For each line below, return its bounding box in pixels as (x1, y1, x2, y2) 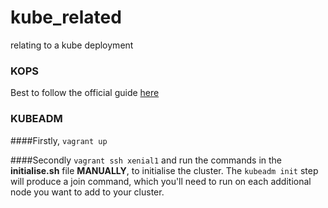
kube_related (10, 6, 122, 29)
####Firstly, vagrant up (10, 134, 108, 146)
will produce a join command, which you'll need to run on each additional (10, 175, 312, 187)
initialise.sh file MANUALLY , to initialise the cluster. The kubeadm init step (10, 164, 319, 176)
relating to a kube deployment (10, 39, 134, 51)
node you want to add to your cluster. (10, 186, 165, 198)
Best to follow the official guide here (10, 87, 160, 99)
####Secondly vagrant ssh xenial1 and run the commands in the (10, 154, 283, 166)
